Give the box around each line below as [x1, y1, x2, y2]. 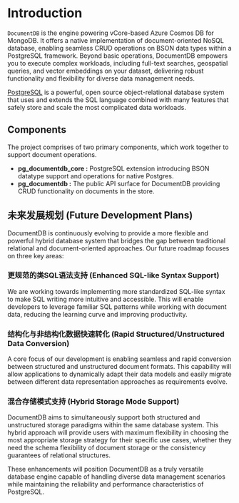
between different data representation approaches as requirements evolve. [7, 377, 228, 386]
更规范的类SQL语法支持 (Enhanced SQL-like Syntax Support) [7, 270, 220, 280]
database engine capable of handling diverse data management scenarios [7, 472, 226, 481]
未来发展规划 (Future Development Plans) [7, 209, 193, 222]
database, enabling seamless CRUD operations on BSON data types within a [7, 44, 232, 52]
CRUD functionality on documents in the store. [17, 187, 155, 195]
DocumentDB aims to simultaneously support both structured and [7, 413, 200, 422]
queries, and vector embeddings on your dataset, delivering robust [7, 66, 204, 75]
